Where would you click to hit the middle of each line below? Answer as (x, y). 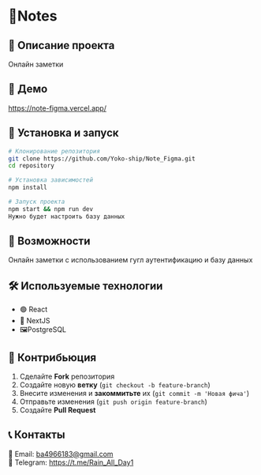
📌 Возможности (49, 241)
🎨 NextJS (35, 321)
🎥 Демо (28, 89)
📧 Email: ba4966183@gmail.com (61, 454)
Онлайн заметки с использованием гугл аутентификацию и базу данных (130, 260)
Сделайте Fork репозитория (67, 377)
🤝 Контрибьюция (52, 358)
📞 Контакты (37, 435)
